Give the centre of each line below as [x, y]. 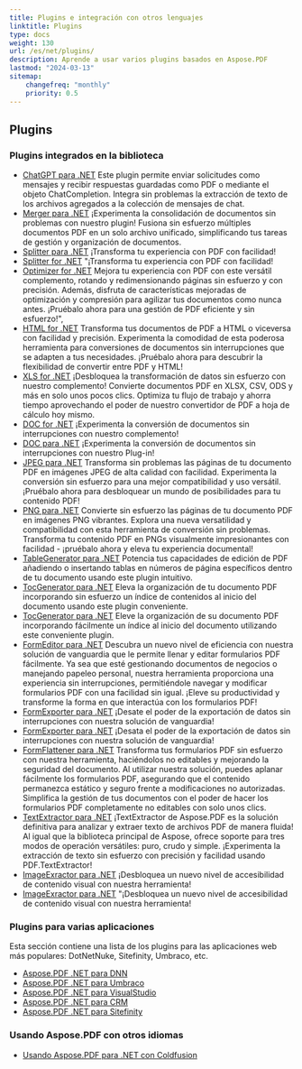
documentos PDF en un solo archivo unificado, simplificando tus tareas [155, 233]
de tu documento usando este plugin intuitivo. [108, 577]
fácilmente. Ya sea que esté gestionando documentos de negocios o [150, 664]
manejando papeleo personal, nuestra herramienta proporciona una [148, 674]
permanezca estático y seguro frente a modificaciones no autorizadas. [154, 788]
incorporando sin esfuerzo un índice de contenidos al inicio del [139, 597]
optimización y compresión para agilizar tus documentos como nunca [152, 300]
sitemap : [26, 77]
